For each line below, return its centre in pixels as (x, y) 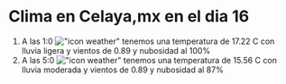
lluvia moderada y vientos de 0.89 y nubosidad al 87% (123, 70)
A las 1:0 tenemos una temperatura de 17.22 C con (148, 41)
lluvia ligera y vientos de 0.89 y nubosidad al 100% (116, 50)
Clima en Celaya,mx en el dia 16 (129, 17)
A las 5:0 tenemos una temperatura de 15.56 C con (149, 60)
